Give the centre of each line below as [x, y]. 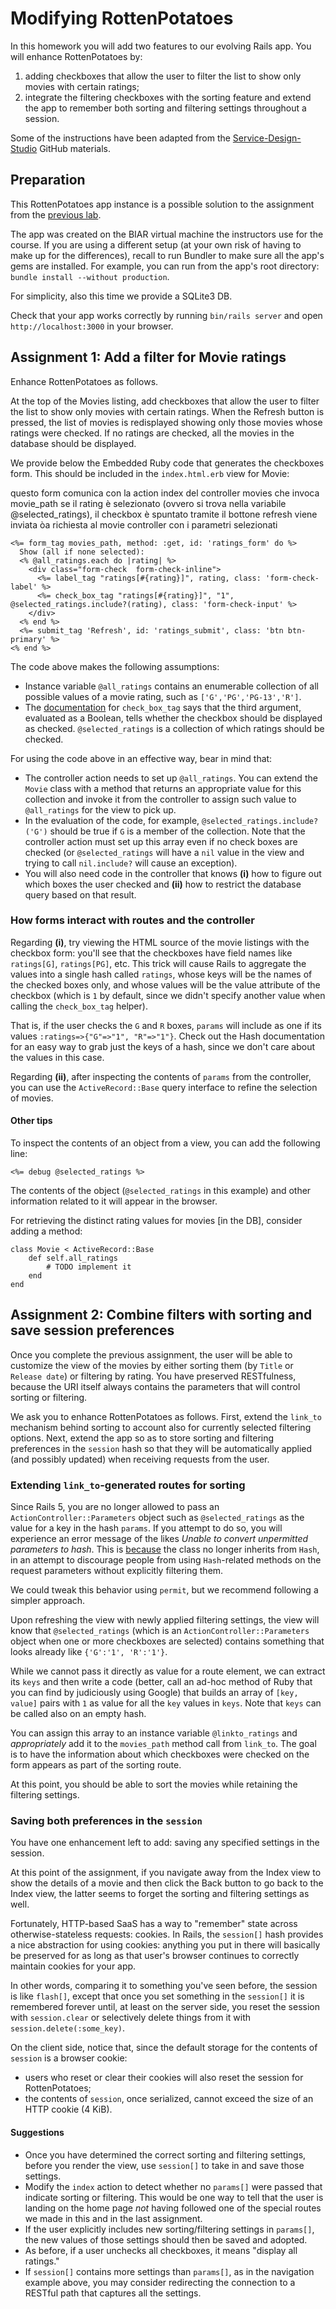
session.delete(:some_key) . [68, 2028]
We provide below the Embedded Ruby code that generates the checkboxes [167, 463]
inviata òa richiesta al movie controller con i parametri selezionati [144, 524]
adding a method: [46, 1231]
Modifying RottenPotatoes [122, 18]
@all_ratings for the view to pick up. [100, 809]
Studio [24, 148]
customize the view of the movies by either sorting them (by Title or [152, 1365]
